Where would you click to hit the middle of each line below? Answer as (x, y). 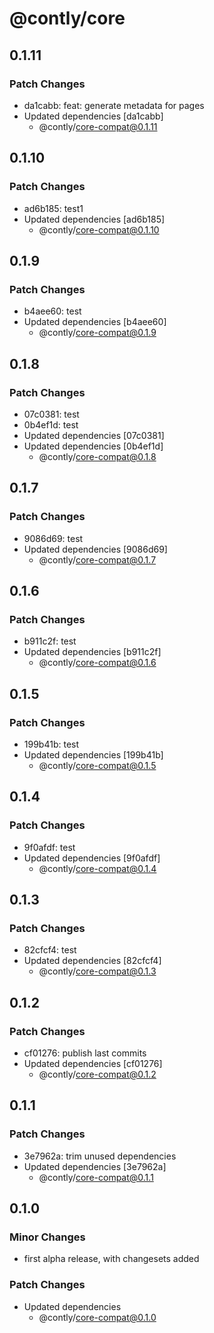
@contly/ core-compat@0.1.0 (97, 1317)
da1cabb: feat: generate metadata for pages (114, 105)
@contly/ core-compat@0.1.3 (97, 971)
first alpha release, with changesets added (111, 1259)
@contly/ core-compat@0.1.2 (97, 1074)
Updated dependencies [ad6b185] (94, 219)
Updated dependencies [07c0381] (94, 435)
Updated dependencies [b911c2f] (92, 652)
